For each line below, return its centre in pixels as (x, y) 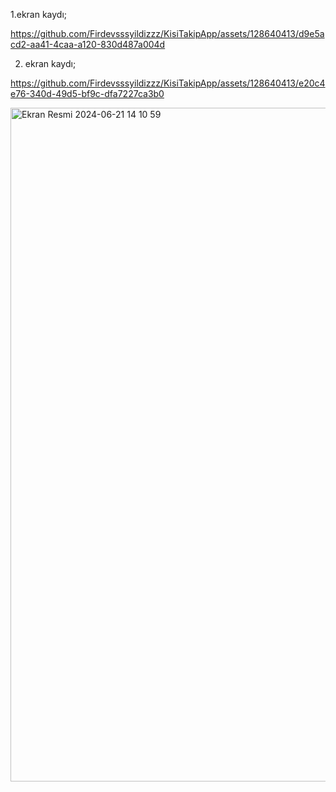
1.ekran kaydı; (39, 14)
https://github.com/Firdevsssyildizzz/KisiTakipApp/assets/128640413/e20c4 (168, 83)
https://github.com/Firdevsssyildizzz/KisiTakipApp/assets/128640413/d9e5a (167, 33)
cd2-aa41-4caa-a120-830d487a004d (88, 44)
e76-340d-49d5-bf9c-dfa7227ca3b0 (87, 93)
